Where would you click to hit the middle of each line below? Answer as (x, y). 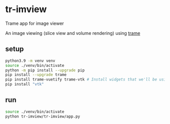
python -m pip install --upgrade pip (45, 70)
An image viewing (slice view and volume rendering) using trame (73, 33)
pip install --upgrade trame (36, 75)
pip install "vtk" (25, 85)
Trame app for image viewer (35, 23)
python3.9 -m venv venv (30, 61)
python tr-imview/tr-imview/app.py (43, 116)
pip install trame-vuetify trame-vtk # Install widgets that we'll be (81, 79)
